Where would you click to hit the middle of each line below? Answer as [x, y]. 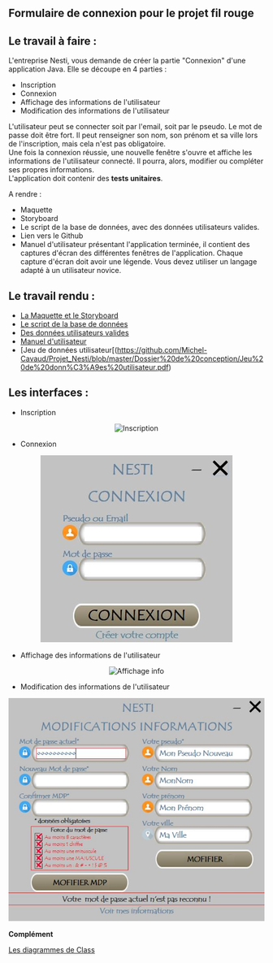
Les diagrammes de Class [52, 950]
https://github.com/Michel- [162, 350]
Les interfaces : [49, 393]
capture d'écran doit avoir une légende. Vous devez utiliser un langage [139, 262]
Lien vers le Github [52, 236]
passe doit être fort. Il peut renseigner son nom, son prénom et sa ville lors [133, 135]
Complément [31, 935]
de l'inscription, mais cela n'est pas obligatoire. [87, 144]
